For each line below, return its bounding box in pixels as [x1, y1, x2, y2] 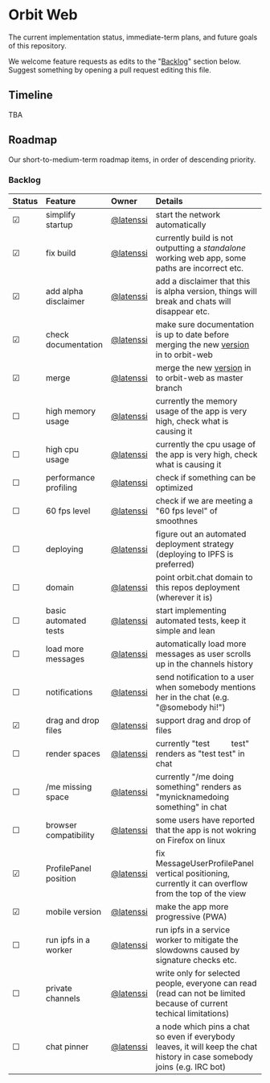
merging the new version [155, 338, 250, 350]
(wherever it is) [155, 591, 213, 603]
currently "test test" [155, 737, 250, 749]
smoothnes [155, 515, 198, 526]
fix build [45, 247, 76, 259]
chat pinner [45, 1041, 89, 1052]
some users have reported [155, 814, 256, 825]
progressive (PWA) [155, 911, 227, 922]
